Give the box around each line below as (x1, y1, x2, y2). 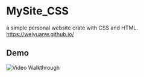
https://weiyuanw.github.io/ (6, 30, 74, 37)
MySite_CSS (6, 4, 69, 18)
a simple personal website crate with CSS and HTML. (6, 24, 139, 31)
